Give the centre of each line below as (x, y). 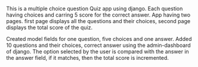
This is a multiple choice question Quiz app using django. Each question (95, 9)
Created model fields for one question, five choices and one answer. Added (99, 39)
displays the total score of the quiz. (49, 27)
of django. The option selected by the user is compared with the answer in (98, 52)
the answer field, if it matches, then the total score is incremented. (87, 58)
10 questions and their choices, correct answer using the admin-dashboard (98, 45)
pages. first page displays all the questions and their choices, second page (98, 21)
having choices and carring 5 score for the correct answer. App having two (98, 15)
